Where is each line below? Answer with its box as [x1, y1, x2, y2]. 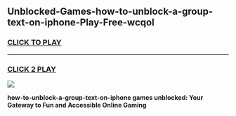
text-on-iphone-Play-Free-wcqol [7, 17, 155, 29]
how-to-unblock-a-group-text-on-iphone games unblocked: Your [7, 93, 204, 101]
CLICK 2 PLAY [7, 64, 56, 74]
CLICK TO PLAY [7, 38, 62, 48]
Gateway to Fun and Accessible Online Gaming [7, 101, 147, 109]
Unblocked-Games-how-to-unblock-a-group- [7, 6, 214, 18]
